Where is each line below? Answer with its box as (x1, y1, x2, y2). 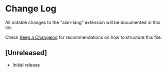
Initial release (12, 62, 40, 68)
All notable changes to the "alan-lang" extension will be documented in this (5, 19, 160, 25)
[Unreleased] (5, 49, 47, 57)
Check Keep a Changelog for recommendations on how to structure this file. (5, 34, 162, 40)
